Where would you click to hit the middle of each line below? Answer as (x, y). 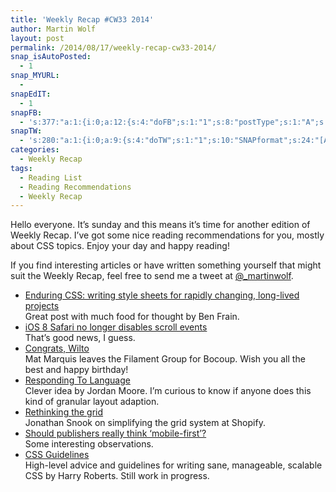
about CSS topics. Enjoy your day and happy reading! (120, 246)
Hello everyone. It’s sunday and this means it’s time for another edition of (160, 225)
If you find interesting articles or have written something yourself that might (166, 265)
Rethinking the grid (64, 412)
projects (42, 306)
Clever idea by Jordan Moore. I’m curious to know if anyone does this (168, 391)
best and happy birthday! (76, 370)
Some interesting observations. (89, 444)
